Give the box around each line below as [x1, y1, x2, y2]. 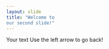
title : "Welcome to [6, 14, 55, 20]
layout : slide [6, 8, 42, 15]
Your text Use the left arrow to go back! [6, 36, 104, 44]
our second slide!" [6, 20, 55, 26]
